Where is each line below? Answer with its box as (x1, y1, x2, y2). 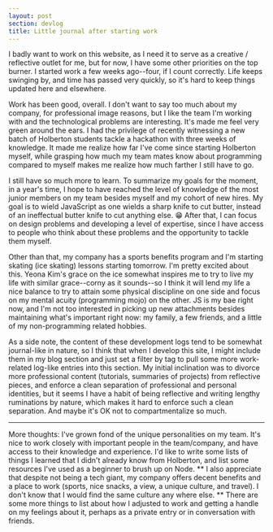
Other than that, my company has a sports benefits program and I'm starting (8, 252, 264, 262)
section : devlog (8, 20, 63, 28)
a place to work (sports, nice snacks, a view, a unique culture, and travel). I (8, 482, 259, 491)
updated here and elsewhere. (8, 84, 107, 94)
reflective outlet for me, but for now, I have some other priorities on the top (8, 58, 258, 68)
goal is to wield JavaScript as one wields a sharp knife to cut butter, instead (8, 202, 262, 211)
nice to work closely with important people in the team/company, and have (8, 438, 258, 448)
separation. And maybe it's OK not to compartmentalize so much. (8, 406, 227, 416)
